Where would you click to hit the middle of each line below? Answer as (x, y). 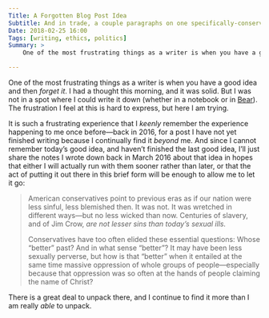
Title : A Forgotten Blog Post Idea (68, 16)
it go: (17, 183)
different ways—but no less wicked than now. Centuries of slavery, (138, 215)
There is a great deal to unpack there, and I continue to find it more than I (129, 297)
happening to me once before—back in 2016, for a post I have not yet (122, 132)
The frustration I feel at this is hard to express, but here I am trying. (119, 108)
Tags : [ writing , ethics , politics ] (68, 38)
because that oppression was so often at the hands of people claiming (144, 273)
